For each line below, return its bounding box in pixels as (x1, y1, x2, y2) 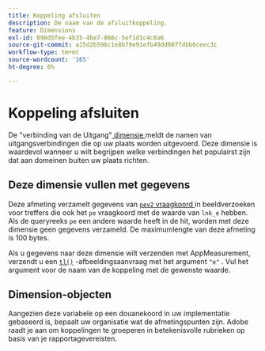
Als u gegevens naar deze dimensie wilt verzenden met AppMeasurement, (8, 248, 251, 258)
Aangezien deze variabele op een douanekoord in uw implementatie (8, 309, 230, 319)
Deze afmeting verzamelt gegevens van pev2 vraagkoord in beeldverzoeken (8, 199, 256, 209)
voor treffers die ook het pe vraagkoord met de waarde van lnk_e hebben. (8, 207, 248, 217)
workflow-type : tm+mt (8, 48, 80, 56)
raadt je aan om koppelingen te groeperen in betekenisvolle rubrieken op (8, 326, 245, 335)
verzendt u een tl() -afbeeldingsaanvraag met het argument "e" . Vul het (8, 256, 249, 266)
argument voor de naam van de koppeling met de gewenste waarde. (8, 265, 231, 274)
